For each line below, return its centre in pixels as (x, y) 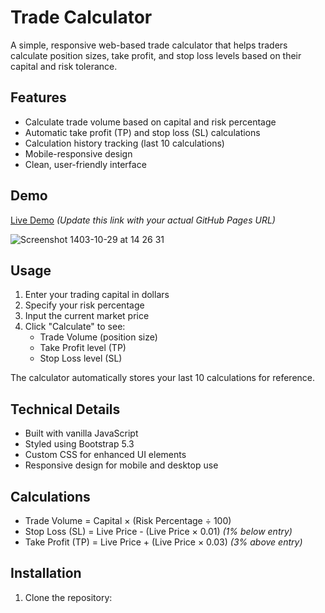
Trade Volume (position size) (98, 337)
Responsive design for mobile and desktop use (121, 465)
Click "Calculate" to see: (75, 327)
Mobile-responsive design (78, 153)
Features (38, 97)
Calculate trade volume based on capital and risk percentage (150, 122)
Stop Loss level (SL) (81, 358)
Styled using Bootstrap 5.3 (79, 444)
